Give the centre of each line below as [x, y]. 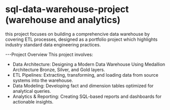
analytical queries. [32, 91]
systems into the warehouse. [43, 80]
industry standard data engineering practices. [53, 44]
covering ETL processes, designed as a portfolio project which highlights [81, 39]
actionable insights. [33, 101]
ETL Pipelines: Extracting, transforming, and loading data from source [86, 75]
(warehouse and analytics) [63, 20]
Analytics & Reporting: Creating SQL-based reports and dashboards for [87, 96]
